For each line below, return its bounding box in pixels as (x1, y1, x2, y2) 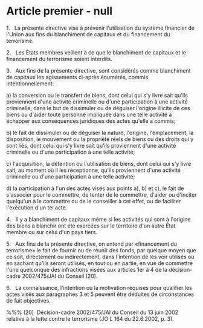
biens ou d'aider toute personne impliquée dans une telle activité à (6, 111, 172, 118)
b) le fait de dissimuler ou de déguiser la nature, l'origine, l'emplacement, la (6, 129, 194, 136)
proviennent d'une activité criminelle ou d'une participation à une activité (6, 98, 188, 105)
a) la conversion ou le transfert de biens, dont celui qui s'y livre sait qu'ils (6, 91, 188, 99)
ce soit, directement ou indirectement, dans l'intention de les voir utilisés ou (6, 253, 195, 260)
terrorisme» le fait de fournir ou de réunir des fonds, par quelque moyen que (6, 246, 196, 254)
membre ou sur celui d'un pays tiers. (6, 228, 98, 235)
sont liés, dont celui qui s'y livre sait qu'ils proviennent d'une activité (6, 142, 176, 149)
